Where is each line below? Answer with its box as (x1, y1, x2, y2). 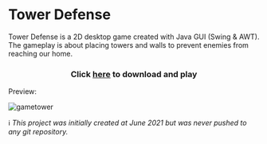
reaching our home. (8, 49, 73, 58)
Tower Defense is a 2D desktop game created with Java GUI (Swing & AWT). (8, 32, 260, 41)
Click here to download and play (70, 68, 198, 80)
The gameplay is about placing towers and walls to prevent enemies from (8, 40, 249, 49)
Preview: (8, 87, 37, 96)
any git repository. (8, 127, 69, 137)
